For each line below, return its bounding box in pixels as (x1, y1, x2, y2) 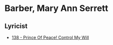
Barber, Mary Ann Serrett (4, 3, 109, 14)
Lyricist (4, 22, 28, 30)
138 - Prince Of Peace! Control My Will (11, 34, 89, 40)
